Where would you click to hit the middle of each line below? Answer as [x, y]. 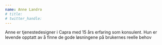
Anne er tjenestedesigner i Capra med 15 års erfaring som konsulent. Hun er [81, 32]
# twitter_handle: [24, 18]
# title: [14, 14]
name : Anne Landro [24, 9]
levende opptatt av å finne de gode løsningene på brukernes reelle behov [78, 37]
